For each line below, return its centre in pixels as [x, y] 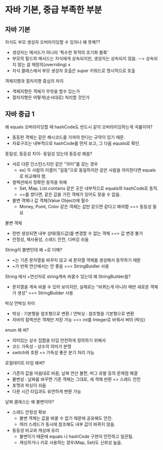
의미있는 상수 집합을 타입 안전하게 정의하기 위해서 [59, 340]
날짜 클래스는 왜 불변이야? [30, 401]
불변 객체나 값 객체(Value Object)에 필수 [50, 200]
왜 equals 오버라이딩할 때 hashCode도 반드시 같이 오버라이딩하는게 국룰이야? [79, 126]
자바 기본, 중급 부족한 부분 [54, 10]
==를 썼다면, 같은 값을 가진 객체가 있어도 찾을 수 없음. [70, 194]
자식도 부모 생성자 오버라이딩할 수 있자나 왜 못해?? [53, 42]
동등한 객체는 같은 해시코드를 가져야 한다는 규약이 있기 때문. [69, 137]
